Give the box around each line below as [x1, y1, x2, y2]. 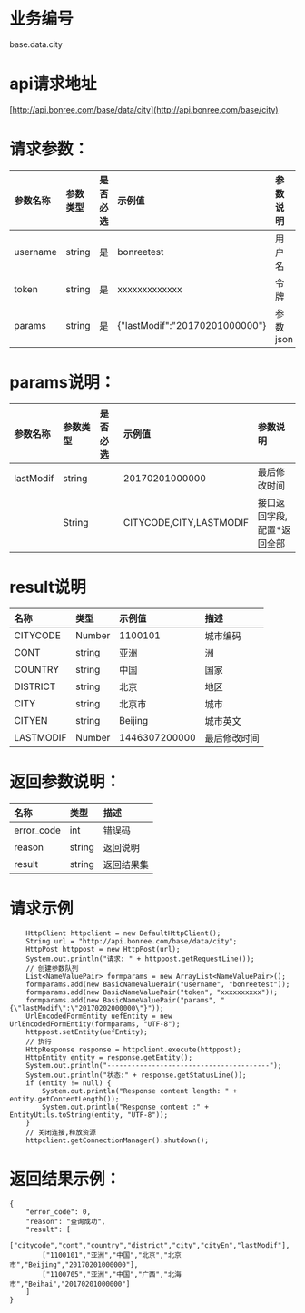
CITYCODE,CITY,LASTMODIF [123, 516, 250, 528]
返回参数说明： [9, 771, 122, 792]
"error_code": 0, [25, 1207, 92, 1217]
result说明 [9, 577, 86, 597]
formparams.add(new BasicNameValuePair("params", [25, 995, 218, 1004]
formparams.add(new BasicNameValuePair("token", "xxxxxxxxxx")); [25, 987, 279, 997]
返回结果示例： [9, 1169, 122, 1190]
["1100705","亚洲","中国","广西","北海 [42, 1269, 182, 1278]
